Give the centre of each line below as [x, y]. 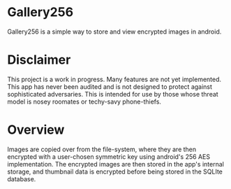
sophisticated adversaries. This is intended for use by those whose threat [113, 94]
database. [22, 178]
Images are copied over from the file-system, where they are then [102, 149]
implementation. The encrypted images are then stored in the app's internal [116, 164]
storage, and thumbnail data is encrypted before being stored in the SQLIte [115, 171]
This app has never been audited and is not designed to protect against [110, 86]
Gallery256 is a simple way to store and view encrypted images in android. [114, 31]
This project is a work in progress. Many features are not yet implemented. [114, 79]
